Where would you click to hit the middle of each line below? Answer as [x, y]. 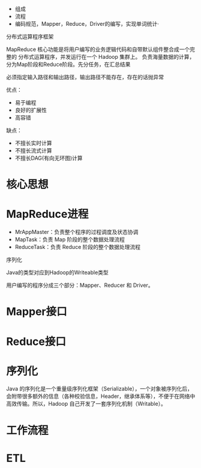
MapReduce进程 [47, 214]
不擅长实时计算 [33, 143]
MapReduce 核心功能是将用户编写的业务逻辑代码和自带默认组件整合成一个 [98, 49]
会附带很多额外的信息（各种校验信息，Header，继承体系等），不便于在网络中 [101, 396]
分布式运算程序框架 [30, 37]
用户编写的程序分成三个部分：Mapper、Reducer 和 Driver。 [80, 285]
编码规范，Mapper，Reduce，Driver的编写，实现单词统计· [87, 24]
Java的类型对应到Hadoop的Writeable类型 [58, 272]
